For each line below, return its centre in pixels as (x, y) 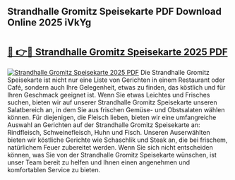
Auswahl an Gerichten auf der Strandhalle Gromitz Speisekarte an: (104, 125)
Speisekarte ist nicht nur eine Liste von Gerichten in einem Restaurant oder (116, 80)
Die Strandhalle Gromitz (175, 72)
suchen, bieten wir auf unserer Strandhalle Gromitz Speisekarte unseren (112, 102)
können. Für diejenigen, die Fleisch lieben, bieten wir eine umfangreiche (112, 117)
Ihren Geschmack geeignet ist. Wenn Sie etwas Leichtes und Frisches (109, 95)
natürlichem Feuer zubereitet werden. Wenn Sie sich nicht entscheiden (110, 147)
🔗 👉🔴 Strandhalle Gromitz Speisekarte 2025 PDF (117, 52)
